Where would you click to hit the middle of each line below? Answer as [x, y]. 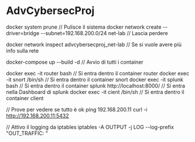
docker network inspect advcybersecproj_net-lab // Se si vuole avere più [94, 44]
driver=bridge [23, 33]
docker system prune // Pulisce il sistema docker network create [84, 27]
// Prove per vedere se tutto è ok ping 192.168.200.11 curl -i [77, 109]
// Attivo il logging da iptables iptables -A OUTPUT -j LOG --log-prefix [90, 127]
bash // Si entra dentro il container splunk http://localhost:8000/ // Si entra [96, 85]
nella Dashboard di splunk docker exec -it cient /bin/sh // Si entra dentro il [95, 92]
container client [25, 98]
